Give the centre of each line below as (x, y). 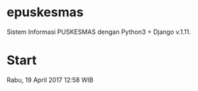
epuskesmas (45, 12)
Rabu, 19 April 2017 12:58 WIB (50, 80)
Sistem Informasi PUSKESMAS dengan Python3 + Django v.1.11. (99, 32)
